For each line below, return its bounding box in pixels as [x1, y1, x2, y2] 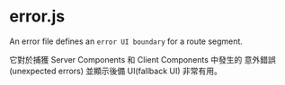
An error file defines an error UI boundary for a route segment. [9, 36, 243, 47]
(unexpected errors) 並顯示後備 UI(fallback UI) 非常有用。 [9, 65, 223, 76]
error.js [9, 6, 66, 27]
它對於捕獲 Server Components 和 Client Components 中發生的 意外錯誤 [9, 54, 277, 64]
